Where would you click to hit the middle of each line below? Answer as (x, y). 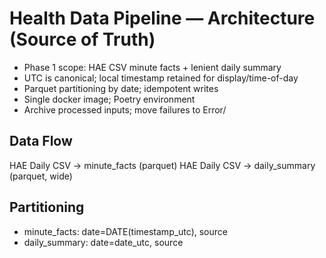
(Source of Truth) (82, 39)
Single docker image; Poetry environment (109, 99)
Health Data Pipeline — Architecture (162, 18)
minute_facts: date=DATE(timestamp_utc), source (125, 231)
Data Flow (41, 141)
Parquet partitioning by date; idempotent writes (121, 88)
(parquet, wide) (41, 176)
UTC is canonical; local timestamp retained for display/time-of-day (161, 78)
